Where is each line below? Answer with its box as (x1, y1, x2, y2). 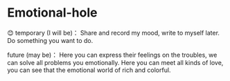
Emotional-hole (7, 5, 98, 21)
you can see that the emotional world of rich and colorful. (7, 66, 171, 74)
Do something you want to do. (7, 36, 94, 44)
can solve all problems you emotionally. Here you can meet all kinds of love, (7, 58, 224, 66)
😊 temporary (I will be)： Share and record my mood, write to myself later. (7, 28, 220, 37)
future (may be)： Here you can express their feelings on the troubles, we (7, 51, 218, 59)
